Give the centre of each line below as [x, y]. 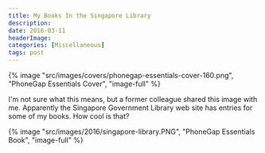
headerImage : [30, 38]
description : [30, 23]
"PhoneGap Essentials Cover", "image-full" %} [84, 84]
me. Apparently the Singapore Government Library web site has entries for [131, 108]
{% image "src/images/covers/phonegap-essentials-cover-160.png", [121, 75]
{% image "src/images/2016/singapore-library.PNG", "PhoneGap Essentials [132, 131]
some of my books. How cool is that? [69, 116]
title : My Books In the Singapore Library [80, 16]
